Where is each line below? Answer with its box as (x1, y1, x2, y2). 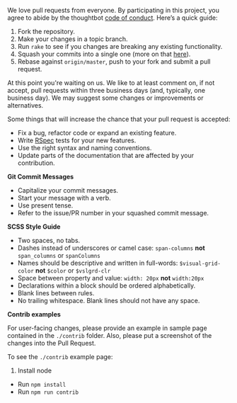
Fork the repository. (17, 28, 76, 35)
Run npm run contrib (17, 387, 79, 396)
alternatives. (7, 101, 44, 109)
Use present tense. (17, 201, 74, 210)
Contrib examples (7, 310, 62, 318)
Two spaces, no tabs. (17, 237, 81, 244)
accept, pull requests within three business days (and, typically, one (7, 86, 206, 94)
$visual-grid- (179, 260, 221, 267)
